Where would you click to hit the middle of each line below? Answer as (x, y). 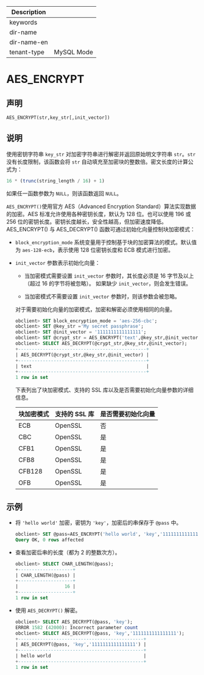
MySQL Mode (73, 52)
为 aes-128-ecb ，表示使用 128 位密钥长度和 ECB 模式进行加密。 (94, 250)
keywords (23, 22)
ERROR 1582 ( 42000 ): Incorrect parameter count (76, 627)
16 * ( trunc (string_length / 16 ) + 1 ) (55, 181)
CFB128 (30, 471)
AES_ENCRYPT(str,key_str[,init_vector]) (58, 118)
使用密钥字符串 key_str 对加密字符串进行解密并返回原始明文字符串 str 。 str (101, 154)
